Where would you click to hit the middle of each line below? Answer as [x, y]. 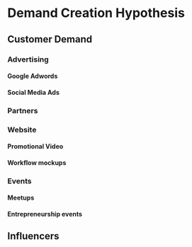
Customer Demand [50, 39]
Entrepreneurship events [45, 214]
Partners [23, 110]
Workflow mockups [37, 162]
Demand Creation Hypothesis [96, 13]
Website [22, 130]
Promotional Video [35, 147]
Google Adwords [33, 76]
